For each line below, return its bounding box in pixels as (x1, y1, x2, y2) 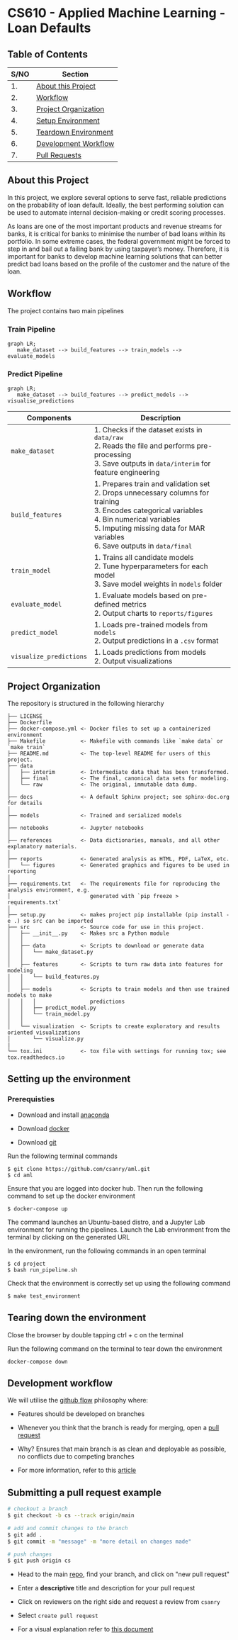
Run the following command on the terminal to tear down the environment (7, 1344, 222, 1353)
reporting (7, 868, 37, 875)
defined (93, 600, 120, 610)
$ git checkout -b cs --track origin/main (7, 1512, 135, 1520)
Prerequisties (7, 1094, 55, 1104)
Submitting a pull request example (7, 1486, 161, 1498)
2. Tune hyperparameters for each (93, 561, 209, 571)
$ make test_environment (7, 1292, 81, 1300)
